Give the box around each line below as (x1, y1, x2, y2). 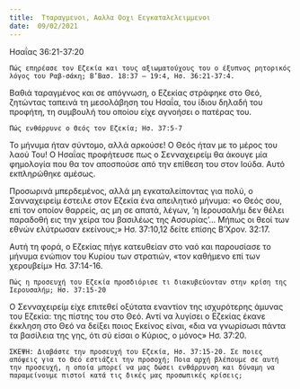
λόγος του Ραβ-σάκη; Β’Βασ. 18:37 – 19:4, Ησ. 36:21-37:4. (9, 71, 235, 81)
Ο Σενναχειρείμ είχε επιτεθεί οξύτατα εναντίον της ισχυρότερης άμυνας (9, 301, 284, 312)
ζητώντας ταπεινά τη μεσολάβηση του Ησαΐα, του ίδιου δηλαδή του (9, 96, 263, 108)
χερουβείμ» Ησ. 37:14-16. (9, 260, 103, 270)
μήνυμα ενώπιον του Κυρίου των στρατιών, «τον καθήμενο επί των (9, 251, 260, 261)
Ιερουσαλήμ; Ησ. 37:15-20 (9, 285, 106, 295)
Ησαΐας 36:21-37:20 (9, 46, 84, 57)
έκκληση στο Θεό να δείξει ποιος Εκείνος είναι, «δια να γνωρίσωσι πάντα (9, 320, 286, 331)
